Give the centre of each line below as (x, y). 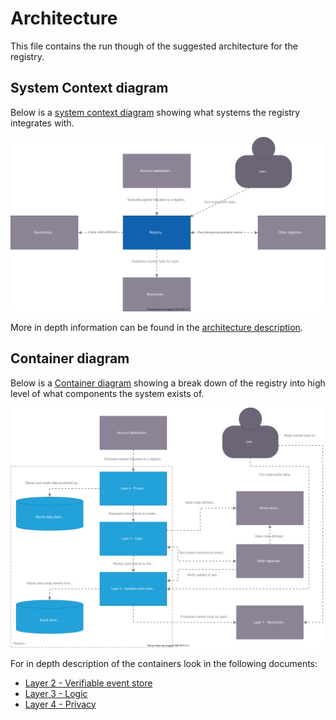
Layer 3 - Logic (56, 693)
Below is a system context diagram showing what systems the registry (155, 112)
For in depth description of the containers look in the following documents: (164, 663)
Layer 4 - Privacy (60, 704)
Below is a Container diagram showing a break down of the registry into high (168, 383)
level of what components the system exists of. (107, 393)
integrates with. (42, 123)
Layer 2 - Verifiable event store (88, 683)
